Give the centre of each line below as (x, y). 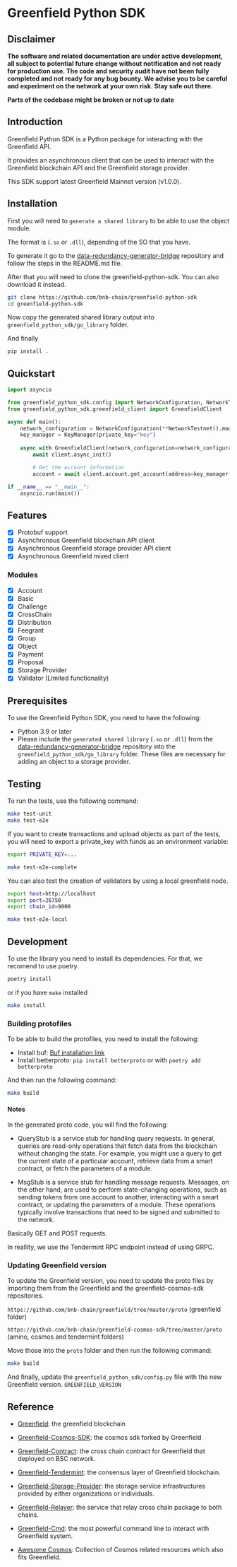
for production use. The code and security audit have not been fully (108, 71)
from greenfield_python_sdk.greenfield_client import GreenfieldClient (115, 409)
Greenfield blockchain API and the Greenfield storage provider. (98, 168)
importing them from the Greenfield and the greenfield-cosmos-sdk (106, 1289)
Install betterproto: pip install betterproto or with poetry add (109, 1060)
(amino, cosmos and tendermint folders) (66, 1337)
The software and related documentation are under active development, (115, 56)
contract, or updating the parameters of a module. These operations (117, 1205)
